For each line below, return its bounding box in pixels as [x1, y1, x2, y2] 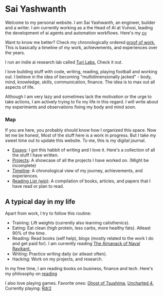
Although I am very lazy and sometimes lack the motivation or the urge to [5, 94, 152, 99]
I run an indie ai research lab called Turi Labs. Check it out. [5, 59, 123, 65]
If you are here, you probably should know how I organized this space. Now [5, 127, 157, 133]
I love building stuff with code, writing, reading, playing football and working [5, 68, 157, 74]
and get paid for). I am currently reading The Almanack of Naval [12, 240, 140, 247]
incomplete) [12, 162, 36, 169]
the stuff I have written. [12, 152, 59, 158]
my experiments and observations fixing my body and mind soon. [5, 104, 136, 110]
